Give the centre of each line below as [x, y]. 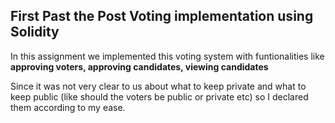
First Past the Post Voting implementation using [162, 16]
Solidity [35, 32]
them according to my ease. [68, 107]
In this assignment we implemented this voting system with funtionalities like [167, 56]
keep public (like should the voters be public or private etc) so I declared [159, 96]
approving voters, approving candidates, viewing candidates [139, 66]
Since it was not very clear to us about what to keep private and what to [158, 86]
